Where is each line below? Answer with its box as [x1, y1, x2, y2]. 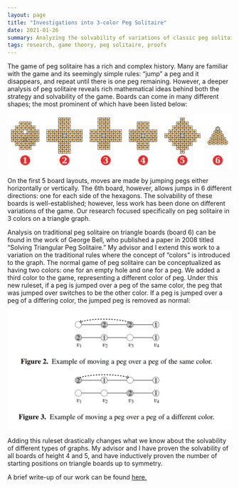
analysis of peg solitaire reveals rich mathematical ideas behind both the [7, 85, 220, 93]
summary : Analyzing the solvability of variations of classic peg [7, 34, 208, 41]
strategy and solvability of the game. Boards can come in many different [7, 93, 219, 101]
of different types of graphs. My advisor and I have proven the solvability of [7, 444, 229, 452]
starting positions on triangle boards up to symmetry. [7, 459, 163, 467]
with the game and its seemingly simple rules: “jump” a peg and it [7, 70, 199, 78]
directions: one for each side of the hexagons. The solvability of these [7, 191, 213, 199]
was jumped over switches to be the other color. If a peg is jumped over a [7, 289, 223, 297]
